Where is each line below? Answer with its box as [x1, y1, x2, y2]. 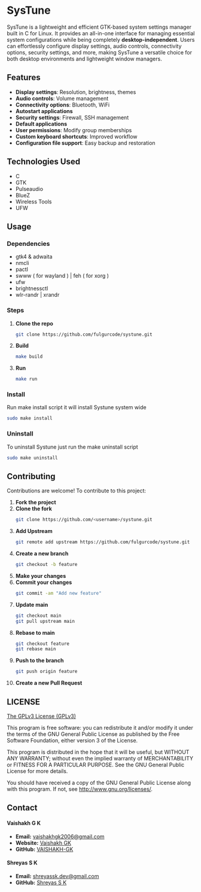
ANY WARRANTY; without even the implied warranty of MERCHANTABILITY [7, 755, 194, 762]
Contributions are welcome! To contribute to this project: [7, 487, 146, 494]
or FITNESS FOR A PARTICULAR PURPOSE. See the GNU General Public [7, 761, 185, 769]
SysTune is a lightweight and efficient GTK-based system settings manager [7, 23, 192, 31]
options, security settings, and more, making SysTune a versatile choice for [7, 48, 193, 56]
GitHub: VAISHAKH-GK [15, 845, 74, 853]
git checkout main [15, 613, 62, 619]
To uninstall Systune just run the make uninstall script [7, 443, 138, 450]
